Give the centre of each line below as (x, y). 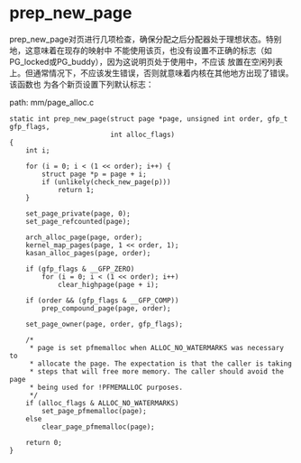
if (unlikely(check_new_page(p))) (106, 182)
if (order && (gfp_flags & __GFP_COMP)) (102, 301)
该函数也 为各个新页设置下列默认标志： (82, 84)
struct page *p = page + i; (94, 174)
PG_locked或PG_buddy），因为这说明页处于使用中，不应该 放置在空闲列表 (146, 61)
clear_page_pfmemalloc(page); (98, 427)
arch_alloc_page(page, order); (84, 237)
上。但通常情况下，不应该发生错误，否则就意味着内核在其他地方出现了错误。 (151, 73)
